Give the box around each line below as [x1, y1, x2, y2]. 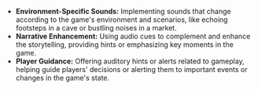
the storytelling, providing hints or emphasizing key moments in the [15, 40, 234, 49]
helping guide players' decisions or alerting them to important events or [15, 65, 248, 74]
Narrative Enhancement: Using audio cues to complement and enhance [15, 31, 251, 41]
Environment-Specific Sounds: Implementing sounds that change [15, 7, 232, 16]
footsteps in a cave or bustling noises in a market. [15, 23, 177, 32]
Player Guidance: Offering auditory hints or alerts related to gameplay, [15, 56, 245, 66]
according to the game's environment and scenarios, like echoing [15, 15, 228, 24]
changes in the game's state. [15, 74, 110, 82]
